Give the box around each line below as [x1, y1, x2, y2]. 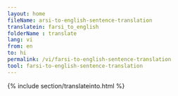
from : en [7, 43, 33, 50]
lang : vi [7, 36, 33, 43]
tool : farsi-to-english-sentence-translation [7, 62, 143, 69]
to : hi [7, 50, 27, 57]
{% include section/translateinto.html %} [7, 81, 125, 90]
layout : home [7, 10, 46, 18]
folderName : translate [7, 29, 77, 37]
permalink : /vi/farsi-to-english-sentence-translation [7, 56, 172, 63]
